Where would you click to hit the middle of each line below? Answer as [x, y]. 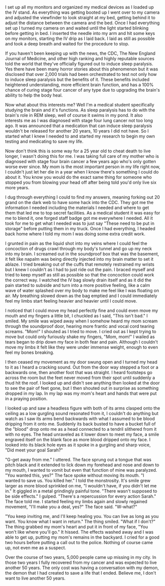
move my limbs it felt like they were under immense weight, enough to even [82, 347]
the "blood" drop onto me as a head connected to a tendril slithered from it [81, 429]
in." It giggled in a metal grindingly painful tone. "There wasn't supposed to [81, 491]
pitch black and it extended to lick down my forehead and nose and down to [82, 465]
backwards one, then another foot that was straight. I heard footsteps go [79, 372]
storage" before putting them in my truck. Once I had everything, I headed [80, 228]
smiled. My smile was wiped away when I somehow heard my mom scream [82, 321]
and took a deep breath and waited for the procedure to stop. [67, 44]
